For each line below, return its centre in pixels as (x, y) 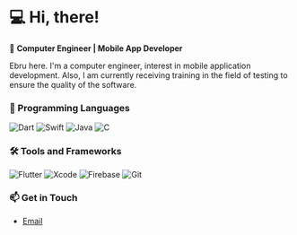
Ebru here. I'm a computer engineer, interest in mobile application (130, 65)
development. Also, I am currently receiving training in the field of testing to (149, 75)
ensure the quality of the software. (73, 84)
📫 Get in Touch (44, 198)
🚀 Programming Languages (70, 108)
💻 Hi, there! (55, 17)
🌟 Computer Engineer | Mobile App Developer (96, 48)
